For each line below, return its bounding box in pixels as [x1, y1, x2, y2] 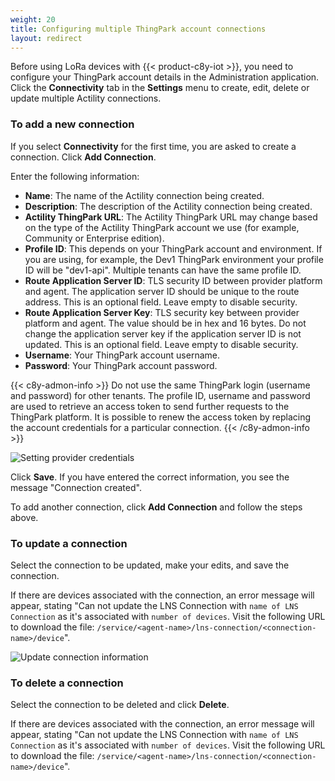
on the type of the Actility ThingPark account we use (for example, [24, 221, 300, 233]
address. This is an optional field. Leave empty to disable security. [24, 296, 298, 308]
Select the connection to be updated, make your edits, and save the [10, 559, 290, 571]
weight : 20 [10, 14, 56, 25]
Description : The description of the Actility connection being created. [24, 200, 313, 212]
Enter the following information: [10, 170, 140, 182]
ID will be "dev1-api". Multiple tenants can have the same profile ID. [24, 264, 302, 276]
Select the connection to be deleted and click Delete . [10, 699, 230, 711]
